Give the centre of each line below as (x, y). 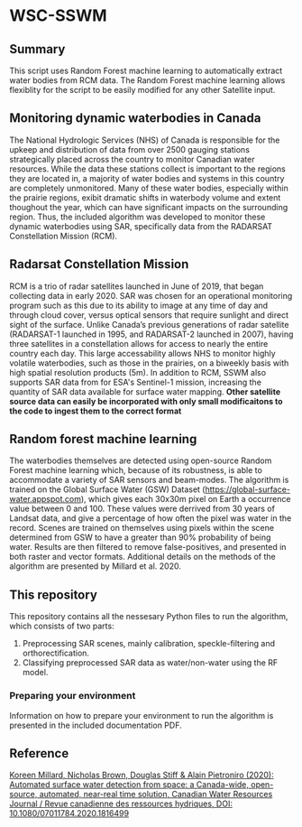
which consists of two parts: (62, 626)
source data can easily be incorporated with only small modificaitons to (146, 401)
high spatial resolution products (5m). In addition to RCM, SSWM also (138, 372)
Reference (39, 753)
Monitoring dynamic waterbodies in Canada (135, 118)
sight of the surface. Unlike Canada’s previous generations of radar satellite (149, 324)
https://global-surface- (248, 489)
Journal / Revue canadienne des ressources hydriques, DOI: (121, 804)
